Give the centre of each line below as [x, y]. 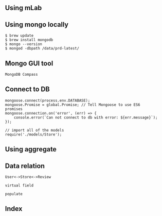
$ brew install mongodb [29, 40]
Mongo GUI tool [29, 63]
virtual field [19, 186]
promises [14, 109]
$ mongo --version [24, 44]
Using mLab [24, 8]
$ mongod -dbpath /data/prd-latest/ [42, 49]
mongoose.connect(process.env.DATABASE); [48, 100]
